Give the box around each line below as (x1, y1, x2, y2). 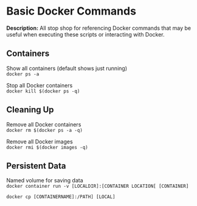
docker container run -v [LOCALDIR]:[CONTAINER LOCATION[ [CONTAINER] (6, 184, 189, 190)
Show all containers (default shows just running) (6, 64, 128, 72)
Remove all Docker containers (6, 120, 81, 128)
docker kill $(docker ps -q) (6, 88, 80, 94)
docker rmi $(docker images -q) (6, 144, 88, 150)
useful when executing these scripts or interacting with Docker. (6, 30, 165, 38)
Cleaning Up (6, 105, 54, 115)
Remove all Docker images (6, 138, 73, 145)
